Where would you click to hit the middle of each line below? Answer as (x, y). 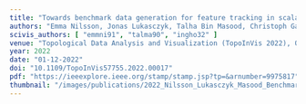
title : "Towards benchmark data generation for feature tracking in (142, 18)
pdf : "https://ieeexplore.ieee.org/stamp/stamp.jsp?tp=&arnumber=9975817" (154, 77)
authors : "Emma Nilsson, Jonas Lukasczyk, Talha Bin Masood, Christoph (148, 26)
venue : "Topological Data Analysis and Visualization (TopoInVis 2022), (150, 43)
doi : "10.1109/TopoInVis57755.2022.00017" (91, 69)
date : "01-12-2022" (46, 60)
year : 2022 (30, 52)
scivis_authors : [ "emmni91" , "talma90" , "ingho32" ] (114, 34)
